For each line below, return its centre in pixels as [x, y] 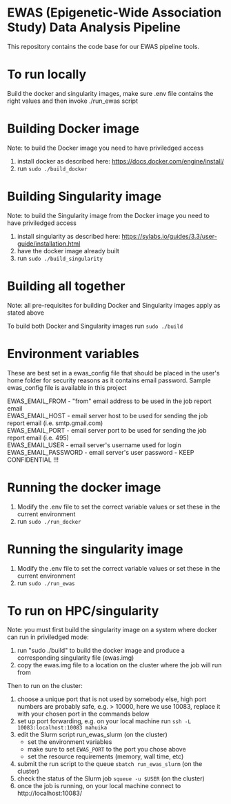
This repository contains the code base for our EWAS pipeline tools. [103, 46]
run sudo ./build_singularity [60, 258]
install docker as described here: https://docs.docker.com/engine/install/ [120, 161]
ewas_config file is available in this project [67, 387]
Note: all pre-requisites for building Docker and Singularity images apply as [114, 305]
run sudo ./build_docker [52, 168]
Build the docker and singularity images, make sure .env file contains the [110, 93]
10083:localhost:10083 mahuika [62, 728]
